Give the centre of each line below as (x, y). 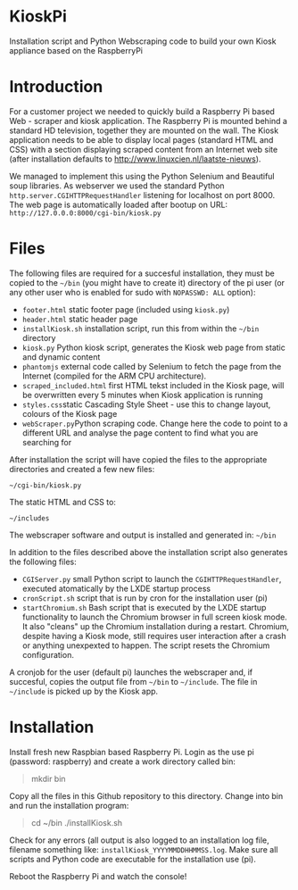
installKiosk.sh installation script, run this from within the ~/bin (141, 329)
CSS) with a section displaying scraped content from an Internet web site (144, 149)
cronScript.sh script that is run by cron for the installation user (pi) (145, 598)
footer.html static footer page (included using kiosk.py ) (126, 309)
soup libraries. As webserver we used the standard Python (117, 186)
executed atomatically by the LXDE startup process (116, 588)
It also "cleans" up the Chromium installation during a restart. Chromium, (156, 626)
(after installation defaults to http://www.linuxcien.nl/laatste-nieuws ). (135, 159)
